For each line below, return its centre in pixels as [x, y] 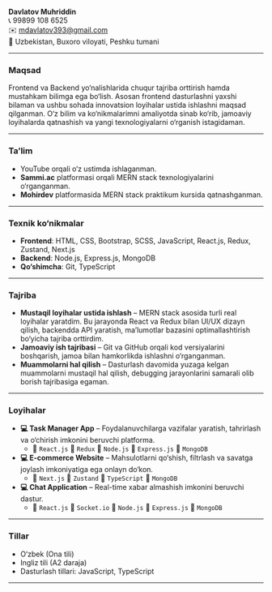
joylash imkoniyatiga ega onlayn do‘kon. [87, 470]
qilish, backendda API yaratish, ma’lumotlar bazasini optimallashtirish [135, 330]
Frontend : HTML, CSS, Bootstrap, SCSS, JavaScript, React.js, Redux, [135, 240]
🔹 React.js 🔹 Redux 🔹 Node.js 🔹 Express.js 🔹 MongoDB [120, 448]
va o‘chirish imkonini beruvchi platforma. [87, 440]
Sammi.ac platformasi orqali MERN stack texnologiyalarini [117, 177]
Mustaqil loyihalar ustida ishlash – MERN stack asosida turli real [128, 313]
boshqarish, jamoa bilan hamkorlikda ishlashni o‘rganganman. [123, 356]
